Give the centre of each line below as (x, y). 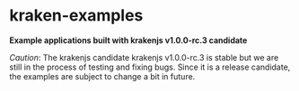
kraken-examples (76, 16)
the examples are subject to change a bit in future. (102, 76)
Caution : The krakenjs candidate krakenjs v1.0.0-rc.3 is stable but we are (144, 57)
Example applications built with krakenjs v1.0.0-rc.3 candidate (128, 40)
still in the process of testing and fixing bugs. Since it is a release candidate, (150, 67)
